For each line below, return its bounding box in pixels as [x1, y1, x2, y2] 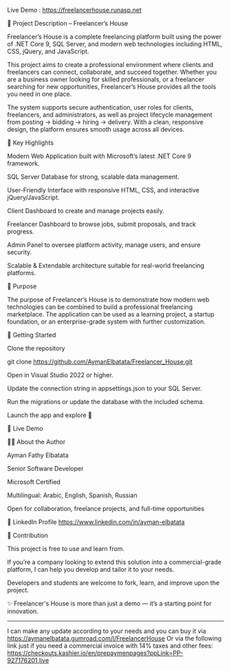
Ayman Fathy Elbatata [7, 451, 69, 459]
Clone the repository [7, 344, 65, 352]
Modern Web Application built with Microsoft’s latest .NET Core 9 [7, 152, 191, 160]
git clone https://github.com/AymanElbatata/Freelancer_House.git [7, 358, 192, 365]
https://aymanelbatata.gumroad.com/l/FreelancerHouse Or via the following [7, 634, 222, 642]
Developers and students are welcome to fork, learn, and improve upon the [7, 579, 220, 587]
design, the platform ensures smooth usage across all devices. [7, 126, 185, 133]
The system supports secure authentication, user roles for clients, [7, 103, 194, 111]
